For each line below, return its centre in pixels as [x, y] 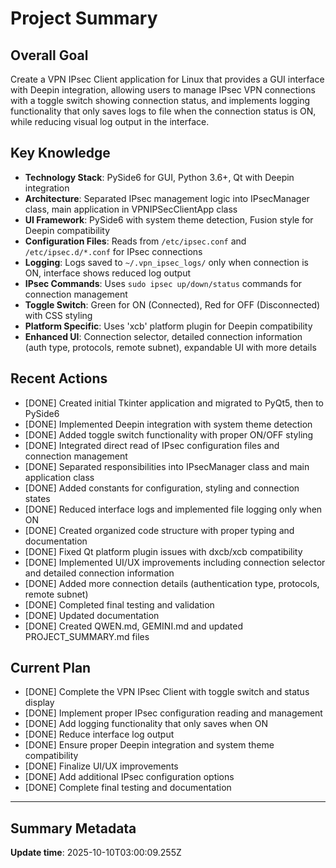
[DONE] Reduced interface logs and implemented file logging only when [173, 509]
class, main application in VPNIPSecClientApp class [131, 209]
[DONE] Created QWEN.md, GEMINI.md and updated [134, 626]
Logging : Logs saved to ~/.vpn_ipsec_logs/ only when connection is [166, 262]
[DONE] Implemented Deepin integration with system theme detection [168, 424]
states [37, 498]
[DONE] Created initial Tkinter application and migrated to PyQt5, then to [174, 403]
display [39, 703]
